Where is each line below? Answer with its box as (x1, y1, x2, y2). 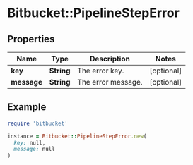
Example (7, 101, 47, 114)
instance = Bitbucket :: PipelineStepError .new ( (7, 133, 147, 140)
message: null (13, 146, 55, 153)
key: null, (13, 139, 46, 146)
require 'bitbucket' (7, 120, 69, 127)
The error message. (77, 78, 143, 87)
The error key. (77, 66, 124, 75)
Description (89, 54, 131, 63)
